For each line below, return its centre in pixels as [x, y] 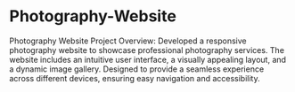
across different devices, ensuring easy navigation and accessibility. [135, 78]
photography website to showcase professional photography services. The [147, 50]
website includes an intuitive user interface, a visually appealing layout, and [148, 59]
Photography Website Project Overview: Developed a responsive [128, 41]
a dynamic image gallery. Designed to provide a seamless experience [137, 69]
